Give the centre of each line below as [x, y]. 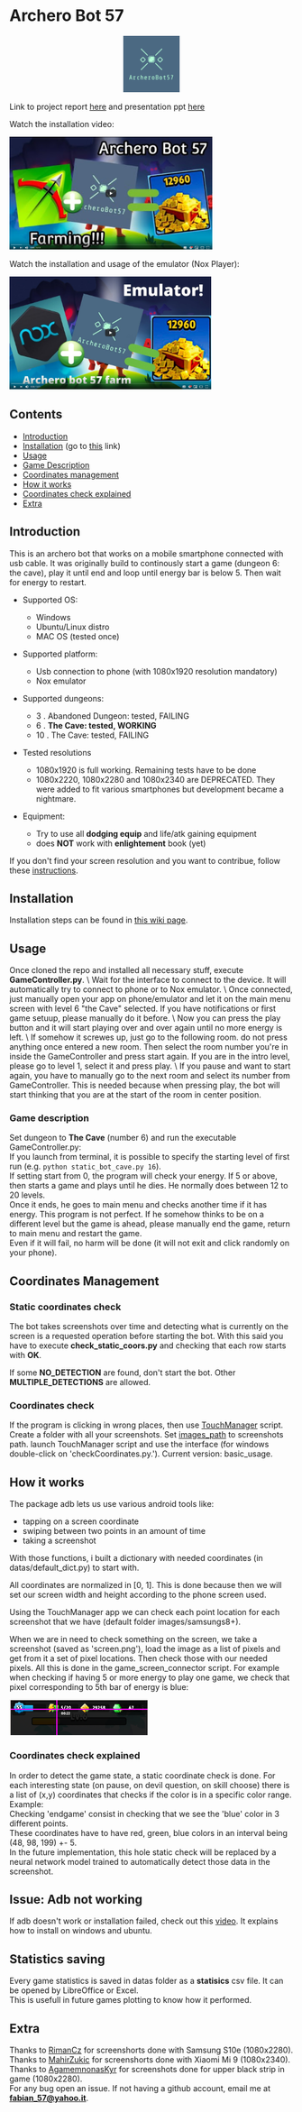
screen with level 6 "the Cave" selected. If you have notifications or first [143, 1009]
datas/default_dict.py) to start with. [74, 1568]
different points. [39, 1823]
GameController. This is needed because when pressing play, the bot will [145, 1085]
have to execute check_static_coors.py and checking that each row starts [148, 1345]
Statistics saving [57, 1959]
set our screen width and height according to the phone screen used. [138, 1595]
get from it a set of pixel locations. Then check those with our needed [138, 1658]
